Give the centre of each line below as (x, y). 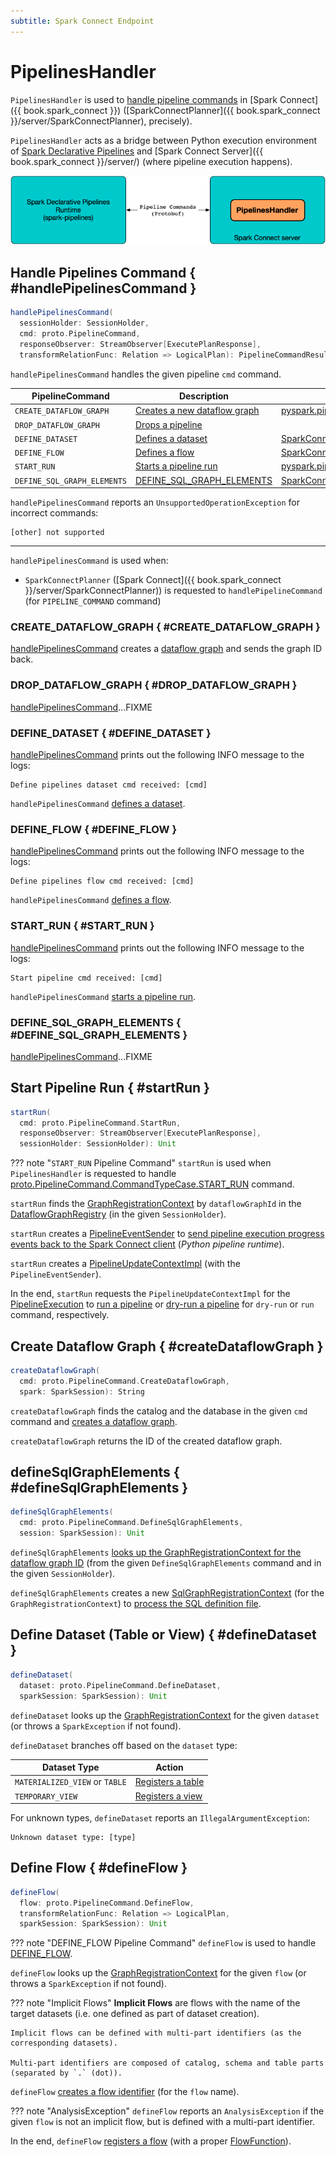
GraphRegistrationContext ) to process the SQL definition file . (136, 1604)
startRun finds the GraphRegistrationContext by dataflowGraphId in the (156, 1204)
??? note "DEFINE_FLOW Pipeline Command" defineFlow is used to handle (163, 1943)
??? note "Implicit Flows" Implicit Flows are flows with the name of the (155, 2003)
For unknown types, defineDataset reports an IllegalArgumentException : (160, 1818)
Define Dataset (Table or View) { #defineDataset (163, 1635)
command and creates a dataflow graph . (94, 1421)
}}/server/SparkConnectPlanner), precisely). (101, 121)
